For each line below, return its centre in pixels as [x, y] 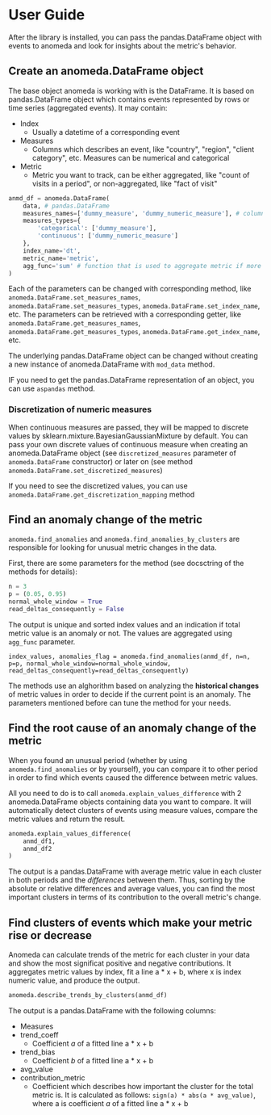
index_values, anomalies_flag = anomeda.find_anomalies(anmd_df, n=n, [129, 656]
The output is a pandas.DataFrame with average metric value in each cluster [135, 872]
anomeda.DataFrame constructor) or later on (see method [101, 461]
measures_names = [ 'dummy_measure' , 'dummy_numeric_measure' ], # [131, 213]
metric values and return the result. [67, 819]
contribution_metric [52, 1077]
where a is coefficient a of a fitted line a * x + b [110, 1103]
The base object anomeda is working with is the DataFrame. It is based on [131, 90]
